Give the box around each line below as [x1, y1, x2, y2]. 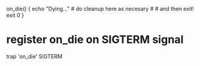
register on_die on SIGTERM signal [6, 33, 184, 47]
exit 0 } [6, 12, 24, 19]
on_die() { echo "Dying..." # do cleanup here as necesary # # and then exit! [6, 5, 195, 12]
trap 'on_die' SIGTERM [6, 53, 63, 60]
